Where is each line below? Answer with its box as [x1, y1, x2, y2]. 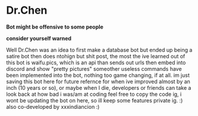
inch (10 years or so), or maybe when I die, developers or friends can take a [6, 84, 191, 91]
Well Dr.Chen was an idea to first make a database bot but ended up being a [6, 46, 193, 54]
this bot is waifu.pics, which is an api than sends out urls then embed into [6, 59, 186, 66]
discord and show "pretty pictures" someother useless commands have [6, 65, 183, 72]
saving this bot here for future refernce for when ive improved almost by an [6, 78, 190, 85]
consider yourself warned [6, 35, 72, 42]
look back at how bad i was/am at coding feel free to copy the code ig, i [6, 90, 182, 98]
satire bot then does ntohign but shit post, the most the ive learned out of [6, 52, 186, 59]
